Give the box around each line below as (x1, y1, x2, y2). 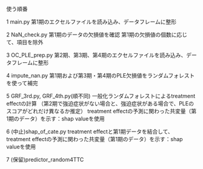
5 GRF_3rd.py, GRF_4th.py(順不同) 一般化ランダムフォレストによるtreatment (6, 93, 196, 99)
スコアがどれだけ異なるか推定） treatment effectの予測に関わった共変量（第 (6, 108, 197, 114)
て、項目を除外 (6, 39, 44, 45)
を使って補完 (6, 79, 38, 87)
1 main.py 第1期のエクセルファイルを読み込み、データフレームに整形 (6, 18, 177, 25)
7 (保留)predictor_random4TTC (6, 156, 84, 163)
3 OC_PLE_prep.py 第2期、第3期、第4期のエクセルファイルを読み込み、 (6, 51, 187, 59)
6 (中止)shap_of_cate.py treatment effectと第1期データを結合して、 (6, 128, 174, 135)
